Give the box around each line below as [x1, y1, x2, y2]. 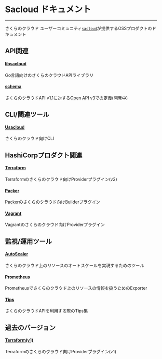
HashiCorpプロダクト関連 [5, 151, 82, 159]
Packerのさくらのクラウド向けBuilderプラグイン [5, 199, 100, 205]
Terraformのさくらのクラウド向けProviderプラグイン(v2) [5, 176, 117, 182]
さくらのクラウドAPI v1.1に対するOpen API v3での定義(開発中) [5, 95, 128, 101]
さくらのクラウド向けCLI [5, 135, 54, 141]
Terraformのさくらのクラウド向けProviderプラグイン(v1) [5, 348, 117, 354]
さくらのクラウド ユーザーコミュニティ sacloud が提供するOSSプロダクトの [5, 25, 152, 31]
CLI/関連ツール [5, 110, 50, 119]
